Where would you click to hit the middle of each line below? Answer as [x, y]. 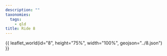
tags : [16, 19]
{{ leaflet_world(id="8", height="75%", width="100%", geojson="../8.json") [84, 43]
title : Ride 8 [20, 29]
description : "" [23, 10]
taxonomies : [18, 15]
